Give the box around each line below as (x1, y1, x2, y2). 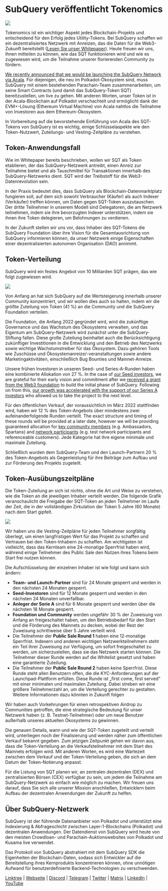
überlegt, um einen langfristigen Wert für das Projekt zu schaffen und (5, 533, 149, 539)
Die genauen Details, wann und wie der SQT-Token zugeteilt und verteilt (5, 727, 154, 733)
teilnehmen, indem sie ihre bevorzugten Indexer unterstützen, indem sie (5, 209, 154, 215)
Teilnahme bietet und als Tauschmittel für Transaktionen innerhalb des (5, 167, 150, 174)
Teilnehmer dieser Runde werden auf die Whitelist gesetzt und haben (12, 654, 155, 660)
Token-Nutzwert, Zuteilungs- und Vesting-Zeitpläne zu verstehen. (5, 129, 142, 135)
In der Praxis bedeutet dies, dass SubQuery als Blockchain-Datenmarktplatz (5, 188, 162, 194)
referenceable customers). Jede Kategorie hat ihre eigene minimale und (5, 434, 154, 440)
